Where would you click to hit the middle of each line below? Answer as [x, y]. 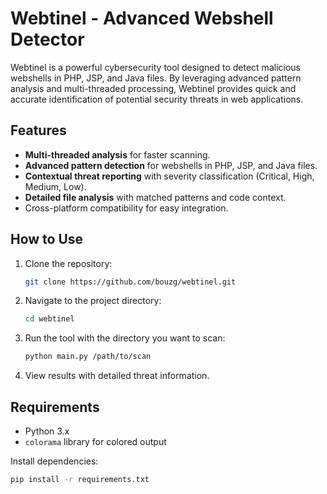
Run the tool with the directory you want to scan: [125, 338]
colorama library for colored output [95, 441]
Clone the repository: [68, 263]
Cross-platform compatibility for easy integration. [126, 208]
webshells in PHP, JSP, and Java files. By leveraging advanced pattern [156, 78]
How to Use [47, 239]
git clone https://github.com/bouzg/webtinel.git [130, 282]
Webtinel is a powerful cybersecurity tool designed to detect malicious [155, 67]
